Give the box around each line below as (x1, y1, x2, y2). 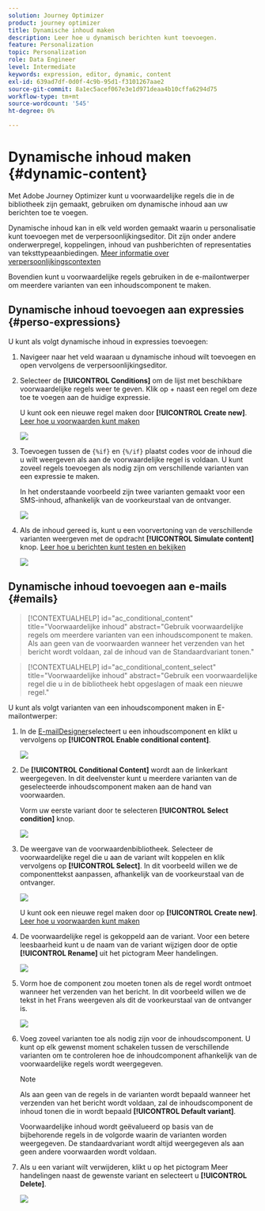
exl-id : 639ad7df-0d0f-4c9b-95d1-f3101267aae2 (8, 77, 165, 85)
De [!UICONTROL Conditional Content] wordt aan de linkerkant (19, 764, 228, 775)
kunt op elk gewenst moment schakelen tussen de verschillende (19, 1042, 229, 1051)
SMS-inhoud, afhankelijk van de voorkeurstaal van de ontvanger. (19, 495, 232, 504)
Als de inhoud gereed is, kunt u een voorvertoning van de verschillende (19, 525, 253, 534)
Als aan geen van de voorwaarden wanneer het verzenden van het (27, 638, 245, 648)
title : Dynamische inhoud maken (8, 26, 115, 34)
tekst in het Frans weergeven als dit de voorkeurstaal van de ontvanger (19, 995, 252, 1005)
